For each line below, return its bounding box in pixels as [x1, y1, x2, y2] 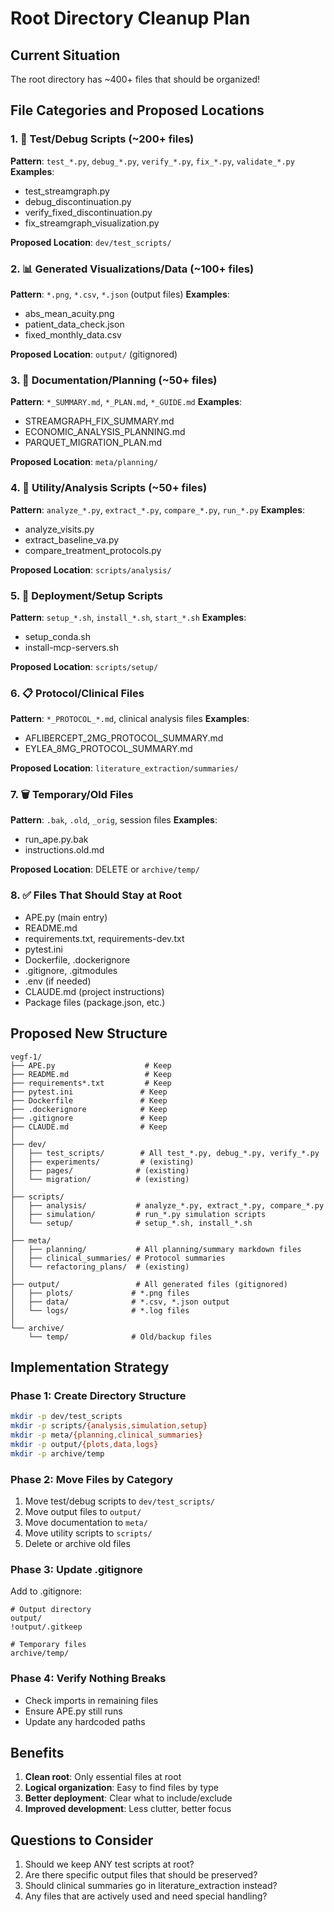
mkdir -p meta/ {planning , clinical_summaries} [10, 1430, 203, 1441]
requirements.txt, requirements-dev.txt [24, 932, 185, 944]
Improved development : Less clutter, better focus [24, 1803, 232, 1815]
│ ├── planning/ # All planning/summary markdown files [10, 1244, 302, 1254]
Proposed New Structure [10, 1025, 168, 1042]
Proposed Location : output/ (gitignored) [10, 348, 178, 360]
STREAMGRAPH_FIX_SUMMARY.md [24, 415, 175, 427]
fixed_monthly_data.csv [24, 328, 122, 341]
